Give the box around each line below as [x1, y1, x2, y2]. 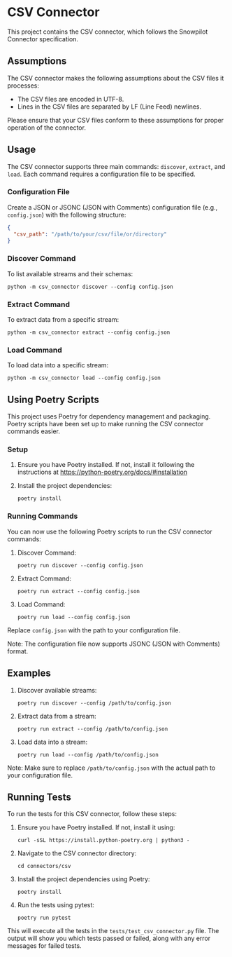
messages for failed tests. [7, 942, 82, 950]
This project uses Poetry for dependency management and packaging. [7, 412, 211, 421]
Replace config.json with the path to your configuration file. [7, 625, 180, 634]
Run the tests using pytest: [17, 901, 94, 909]
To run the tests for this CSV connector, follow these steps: [7, 810, 177, 818]
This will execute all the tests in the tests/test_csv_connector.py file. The [7, 927, 219, 935]
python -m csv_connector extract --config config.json [7, 329, 171, 337]
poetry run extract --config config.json [17, 588, 140, 595]
